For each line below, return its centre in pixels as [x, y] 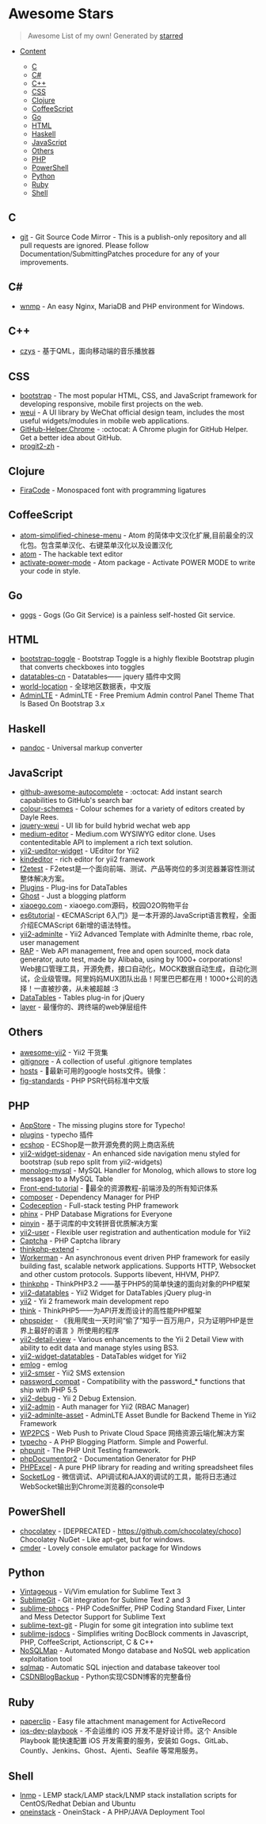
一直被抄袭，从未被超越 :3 [76, 988]
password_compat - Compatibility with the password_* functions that [132, 1381]
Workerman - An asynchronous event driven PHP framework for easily [135, 1257]
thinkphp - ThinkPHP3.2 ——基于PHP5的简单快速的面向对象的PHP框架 [135, 1283]
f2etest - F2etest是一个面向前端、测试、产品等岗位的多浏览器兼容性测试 [137, 869]
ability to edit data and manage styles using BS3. [99, 1348]
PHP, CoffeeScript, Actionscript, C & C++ [87, 1642]
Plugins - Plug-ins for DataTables [74, 888]
